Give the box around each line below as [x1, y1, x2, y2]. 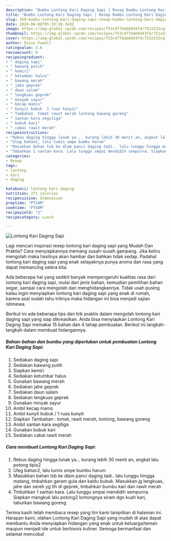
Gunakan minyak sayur [13, 400, 61, 406]
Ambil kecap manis [13, 405, 53, 411]
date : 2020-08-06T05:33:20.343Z [6, 21, 74, 27]
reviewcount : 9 [6, 50, 38, 55]
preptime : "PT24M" [6, 200, 45, 205]
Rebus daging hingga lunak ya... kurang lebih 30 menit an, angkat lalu [13, 457, 159, 463]
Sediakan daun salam [13, 389, 58, 395]
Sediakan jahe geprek [13, 384, 59, 390]
